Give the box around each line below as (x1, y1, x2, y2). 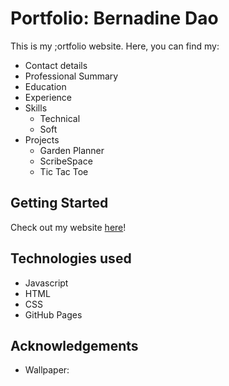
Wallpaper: (24, 364, 70, 376)
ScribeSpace (39, 155, 93, 167)
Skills (24, 102, 48, 114)
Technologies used (10, 250, 132, 267)
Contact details (24, 59, 88, 71)
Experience (24, 91, 72, 103)
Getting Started (10, 195, 109, 212)
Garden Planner (39, 144, 105, 156)
